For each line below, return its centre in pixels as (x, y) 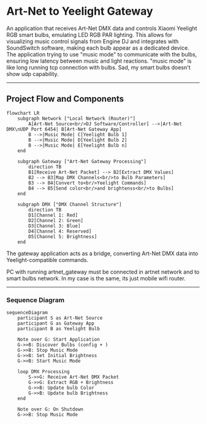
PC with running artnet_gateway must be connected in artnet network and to (103, 272)
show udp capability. (33, 74)
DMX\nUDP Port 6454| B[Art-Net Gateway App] (64, 129)
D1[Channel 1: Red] (53, 215)
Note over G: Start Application (59, 340)
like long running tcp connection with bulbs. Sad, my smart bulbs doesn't (99, 67)
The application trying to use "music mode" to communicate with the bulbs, (102, 54)
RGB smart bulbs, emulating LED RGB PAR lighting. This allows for (90, 34)
